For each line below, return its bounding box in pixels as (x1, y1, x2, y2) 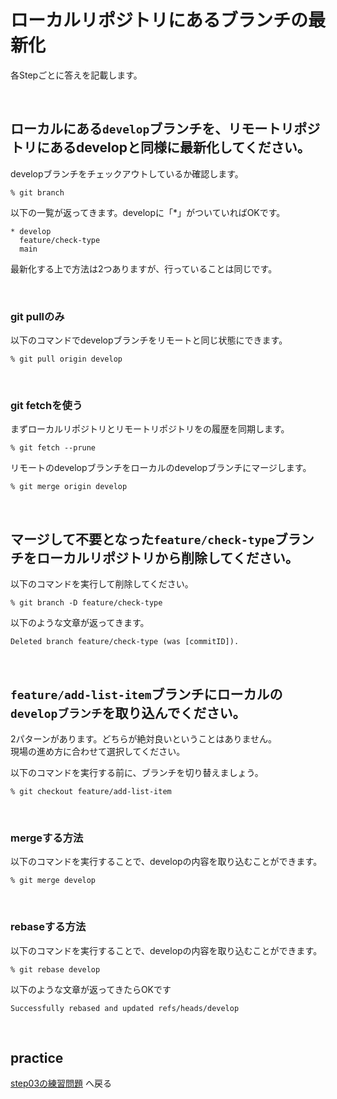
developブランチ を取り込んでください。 (10, 704, 247, 721)
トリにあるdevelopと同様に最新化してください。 (10, 139, 311, 156)
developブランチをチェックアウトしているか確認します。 (10, 167, 244, 180)
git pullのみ (10, 309, 65, 323)
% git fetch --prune (10, 443, 97, 453)
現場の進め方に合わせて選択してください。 (10, 745, 186, 757)
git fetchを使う (10, 398, 83, 412)
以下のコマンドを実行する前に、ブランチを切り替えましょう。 (10, 766, 264, 778)
